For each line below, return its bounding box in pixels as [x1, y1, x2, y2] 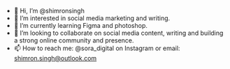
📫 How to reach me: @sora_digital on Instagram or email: [13, 44, 180, 52]
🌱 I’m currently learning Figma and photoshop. [13, 22, 148, 29]
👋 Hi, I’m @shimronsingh [13, 7, 85, 15]
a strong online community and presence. [13, 36, 134, 45]
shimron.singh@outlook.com [13, 54, 97, 62]
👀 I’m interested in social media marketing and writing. [13, 14, 171, 22]
